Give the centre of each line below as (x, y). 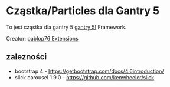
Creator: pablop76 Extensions (42, 38)
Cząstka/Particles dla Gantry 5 (83, 11)
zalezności (27, 57)
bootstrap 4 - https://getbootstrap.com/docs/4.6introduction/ (89, 71)
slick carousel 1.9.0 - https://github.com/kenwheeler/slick (84, 77)
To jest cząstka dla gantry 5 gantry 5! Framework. (66, 27)
